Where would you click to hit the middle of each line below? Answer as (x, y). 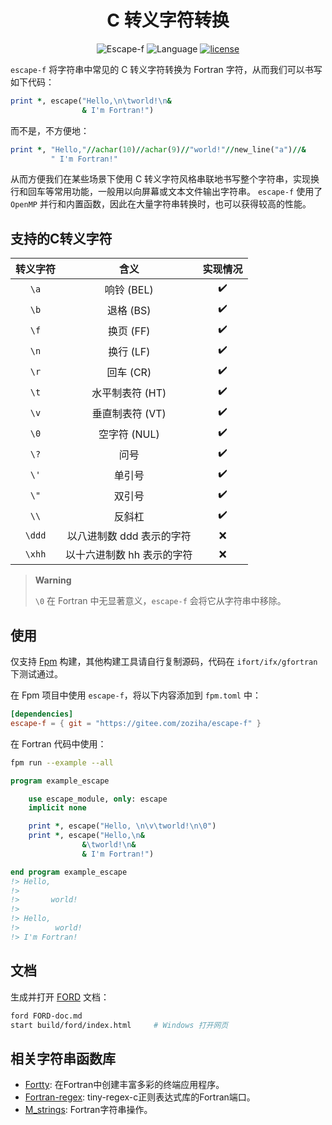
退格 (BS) (129, 310)
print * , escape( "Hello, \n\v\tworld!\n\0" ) (122, 826)
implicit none (57, 808)
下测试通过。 (36, 674)
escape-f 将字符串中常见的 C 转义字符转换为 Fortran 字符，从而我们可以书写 (166, 69)
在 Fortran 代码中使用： (58, 743)
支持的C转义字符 (61, 238)
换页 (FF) (129, 331)
